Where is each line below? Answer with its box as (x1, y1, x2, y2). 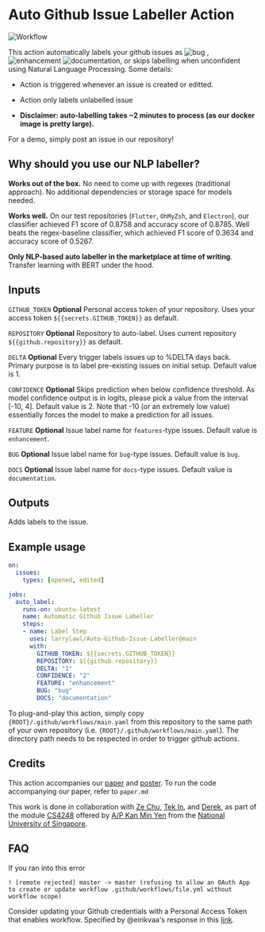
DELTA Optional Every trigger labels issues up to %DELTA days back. (8, 352, 232, 361)
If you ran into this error (8, 863, 86, 872)
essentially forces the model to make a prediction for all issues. (8, 410, 214, 419)
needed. (8, 195, 36, 205)
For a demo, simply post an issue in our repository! (8, 134, 175, 144)
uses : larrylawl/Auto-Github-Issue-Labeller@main (29, 635, 197, 643)
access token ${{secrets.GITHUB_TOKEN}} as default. (8, 313, 179, 322)
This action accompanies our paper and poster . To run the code (8, 778, 217, 787)
